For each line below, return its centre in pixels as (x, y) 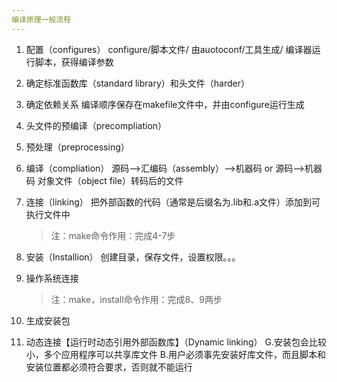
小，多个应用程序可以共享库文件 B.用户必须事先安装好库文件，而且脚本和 (175, 354)
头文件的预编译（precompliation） (96, 125)
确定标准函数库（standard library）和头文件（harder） (137, 83)
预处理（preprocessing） (77, 147)
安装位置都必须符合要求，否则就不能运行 (109, 367)
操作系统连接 (52, 278)
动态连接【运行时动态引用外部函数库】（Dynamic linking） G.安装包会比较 (176, 342)
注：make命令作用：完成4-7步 (113, 235)
